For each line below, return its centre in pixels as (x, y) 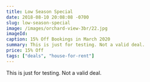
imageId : (17, 34)
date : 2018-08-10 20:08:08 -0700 (48, 17)
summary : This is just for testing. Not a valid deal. (76, 45)
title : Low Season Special (40, 12)
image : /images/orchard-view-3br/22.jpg (57, 28)
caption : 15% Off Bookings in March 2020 (58, 39)
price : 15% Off (25, 51)
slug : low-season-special (38, 23)
